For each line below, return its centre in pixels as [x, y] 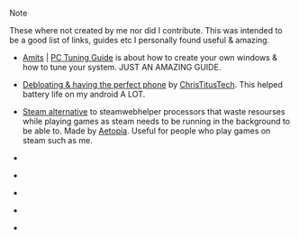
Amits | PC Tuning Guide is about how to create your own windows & [149, 57]
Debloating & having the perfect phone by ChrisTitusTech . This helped [153, 84]
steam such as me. [57, 140]
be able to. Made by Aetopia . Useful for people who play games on [146, 131]
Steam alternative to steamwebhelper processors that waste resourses [154, 111]
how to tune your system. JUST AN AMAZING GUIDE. [122, 67]
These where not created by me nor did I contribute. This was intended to [146, 30]
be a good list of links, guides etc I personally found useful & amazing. [140, 40]
